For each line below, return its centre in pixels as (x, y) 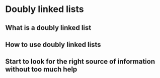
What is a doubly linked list (48, 28)
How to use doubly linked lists (53, 44)
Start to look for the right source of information (80, 62)
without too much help (41, 69)
